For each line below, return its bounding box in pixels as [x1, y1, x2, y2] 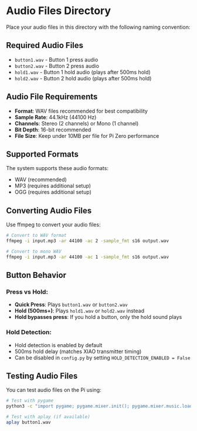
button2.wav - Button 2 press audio [14, 62, 100, 69]
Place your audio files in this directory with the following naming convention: [6, 23, 191, 30]
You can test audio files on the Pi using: [6, 386, 101, 393]
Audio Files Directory [6, 4, 111, 18]
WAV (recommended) [14, 176, 67, 183]
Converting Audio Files [6, 205, 92, 215]
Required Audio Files [6, 40, 84, 50]
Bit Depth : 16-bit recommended [14, 126, 91, 133]
